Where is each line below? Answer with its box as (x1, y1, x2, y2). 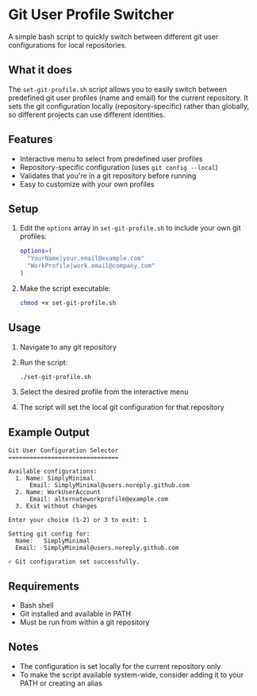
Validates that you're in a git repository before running (19, 171, 197, 180)
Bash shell (19, 601, 54, 610)
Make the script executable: (19, 284, 111, 293)
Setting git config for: (8, 530, 90, 538)
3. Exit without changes (15, 502, 98, 510)
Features (8, 133, 53, 146)
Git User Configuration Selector (8, 447, 119, 454)
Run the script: (19, 358, 68, 367)
